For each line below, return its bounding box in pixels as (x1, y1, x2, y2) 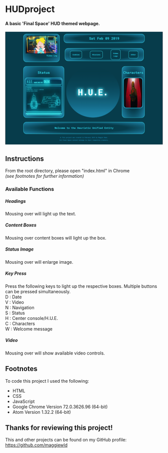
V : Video (5, 299, 24, 305)
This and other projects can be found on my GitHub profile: (5, 437, 126, 443)
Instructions (5, 154, 44, 163)
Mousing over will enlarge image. (5, 259, 73, 265)
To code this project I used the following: (5, 378, 89, 384)
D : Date (5, 294, 22, 300)
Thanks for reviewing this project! (5, 423, 113, 432)
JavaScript (12, 398, 35, 404)
